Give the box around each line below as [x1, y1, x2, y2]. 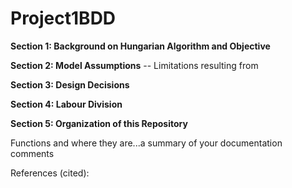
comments [10, 147, 55, 159]
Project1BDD [10, 7, 117, 30]
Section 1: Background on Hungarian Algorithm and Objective [10, 40, 271, 52]
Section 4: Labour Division [10, 98, 123, 110]
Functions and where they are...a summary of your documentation [10, 137, 283, 149]
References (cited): [10, 167, 90, 179]
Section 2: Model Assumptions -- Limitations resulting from [10, 59, 259, 71]
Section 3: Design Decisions [10, 78, 130, 91]
